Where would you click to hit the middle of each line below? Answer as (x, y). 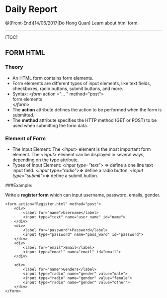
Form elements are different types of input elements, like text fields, (82, 83)
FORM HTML (25, 53)
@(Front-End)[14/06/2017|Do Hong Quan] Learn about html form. (72, 23)
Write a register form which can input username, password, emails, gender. (83, 195)
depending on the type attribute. (45, 160)
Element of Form (26, 138)
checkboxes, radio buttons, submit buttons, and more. (68, 89)
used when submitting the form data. (50, 125)
